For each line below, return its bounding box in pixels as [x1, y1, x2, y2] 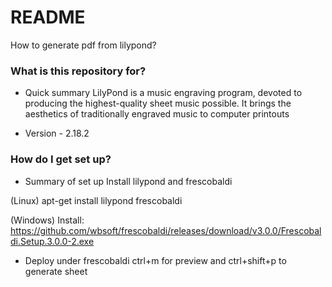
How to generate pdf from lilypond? [10, 39, 157, 51]
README [10, 6, 86, 29]
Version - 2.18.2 [24, 127, 90, 140]
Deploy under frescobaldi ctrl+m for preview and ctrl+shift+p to [24, 254, 287, 266]
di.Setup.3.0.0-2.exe [10, 235, 95, 247]
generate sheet [24, 265, 88, 277]
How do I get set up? [10, 152, 112, 166]
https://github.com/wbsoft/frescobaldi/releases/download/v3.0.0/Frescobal [10, 224, 322, 236]
